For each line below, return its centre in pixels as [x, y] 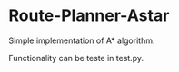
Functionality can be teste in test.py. [76, 58]
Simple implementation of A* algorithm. [82, 40]
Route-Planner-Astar [89, 16]
